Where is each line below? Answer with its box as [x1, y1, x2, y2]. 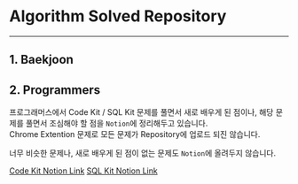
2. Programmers [9, 82, 100, 97]
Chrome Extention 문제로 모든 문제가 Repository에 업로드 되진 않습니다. [9, 129, 261, 140]
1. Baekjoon [9, 52, 74, 67]
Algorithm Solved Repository [9, 6, 227, 27]
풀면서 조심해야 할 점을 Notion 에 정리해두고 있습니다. [25, 118, 208, 129]
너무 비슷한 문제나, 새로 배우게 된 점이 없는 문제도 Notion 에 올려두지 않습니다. [9, 148, 277, 158]
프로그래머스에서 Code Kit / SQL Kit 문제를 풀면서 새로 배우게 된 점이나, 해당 [9, 107, 274, 118]
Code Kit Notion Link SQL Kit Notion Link [9, 165, 158, 176]
